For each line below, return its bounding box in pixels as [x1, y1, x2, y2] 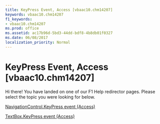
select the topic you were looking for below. [5, 93, 95, 100]
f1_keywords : [5, 16, 32, 21]
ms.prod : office [5, 26, 39, 31]
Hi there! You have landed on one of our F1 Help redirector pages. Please [5, 88, 155, 94]
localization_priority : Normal [5, 40, 70, 45]
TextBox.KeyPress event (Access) [5, 113, 75, 119]
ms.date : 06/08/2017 [5, 35, 48, 40]
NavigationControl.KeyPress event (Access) [5, 103, 95, 109]
